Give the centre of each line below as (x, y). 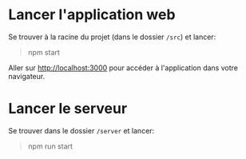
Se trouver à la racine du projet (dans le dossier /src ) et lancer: (112, 37)
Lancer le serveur (68, 109)
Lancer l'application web (92, 15)
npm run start (50, 146)
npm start (44, 52)
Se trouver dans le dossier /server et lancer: (81, 130)
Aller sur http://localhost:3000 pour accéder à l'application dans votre (123, 68)
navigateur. (27, 76)
